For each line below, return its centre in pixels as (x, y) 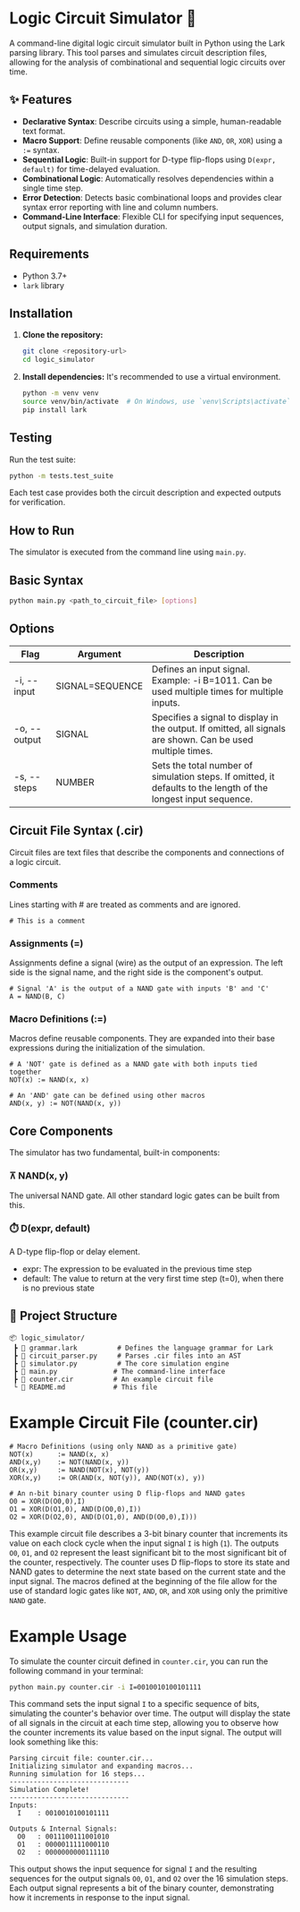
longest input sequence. (202, 799)
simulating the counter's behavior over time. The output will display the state (150, 1713)
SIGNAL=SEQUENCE (100, 686)
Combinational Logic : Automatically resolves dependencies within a (148, 178)
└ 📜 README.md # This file (85, 1387)
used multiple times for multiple (217, 691)
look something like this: (54, 1742)
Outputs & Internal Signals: (63, 1829)
